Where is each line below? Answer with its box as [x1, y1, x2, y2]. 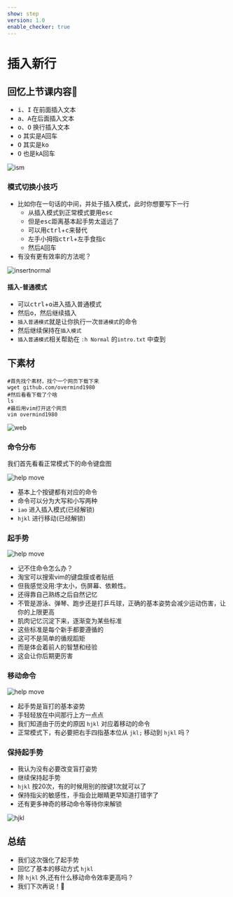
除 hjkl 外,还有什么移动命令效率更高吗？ [17, 873, 134, 882]
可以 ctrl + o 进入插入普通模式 [17, 299, 102, 308]
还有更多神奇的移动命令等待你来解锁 [17, 800, 122, 808]
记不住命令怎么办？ [17, 564, 73, 573]
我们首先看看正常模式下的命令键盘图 [7, 459, 112, 467]
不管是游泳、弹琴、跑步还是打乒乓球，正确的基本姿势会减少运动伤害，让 [17, 599, 226, 608]
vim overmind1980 [7, 411, 58, 418]
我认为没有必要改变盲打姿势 [17, 765, 98, 773]
